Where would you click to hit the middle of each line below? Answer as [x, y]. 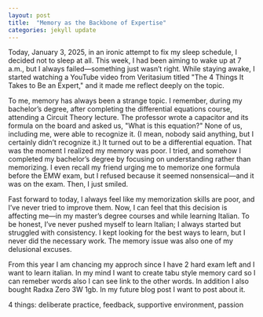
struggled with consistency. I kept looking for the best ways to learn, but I [127, 233]
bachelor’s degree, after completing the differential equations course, [121, 109]
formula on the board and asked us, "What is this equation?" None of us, [125, 126]
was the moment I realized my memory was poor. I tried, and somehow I [125, 151]
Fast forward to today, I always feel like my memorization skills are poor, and [131, 199]
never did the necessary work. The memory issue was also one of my [121, 241]
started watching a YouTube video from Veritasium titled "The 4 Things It [126, 77]
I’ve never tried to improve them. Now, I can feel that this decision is [118, 208]
